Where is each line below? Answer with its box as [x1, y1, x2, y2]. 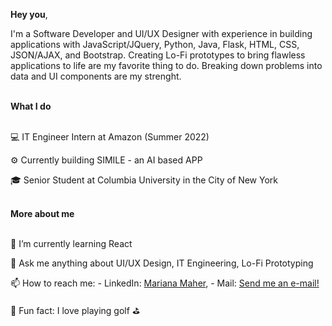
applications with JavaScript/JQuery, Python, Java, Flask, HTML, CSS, [10, 39, 300, 50]
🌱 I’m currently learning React [10, 238, 133, 249]
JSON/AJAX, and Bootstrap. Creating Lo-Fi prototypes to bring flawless [10, 49, 306, 61]
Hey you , [10, 9, 48, 20]
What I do [10, 100, 52, 112]
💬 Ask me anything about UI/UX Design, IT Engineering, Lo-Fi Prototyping [10, 257, 314, 269]
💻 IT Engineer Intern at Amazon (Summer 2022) [10, 131, 210, 143]
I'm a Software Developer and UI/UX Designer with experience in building [10, 28, 313, 39]
